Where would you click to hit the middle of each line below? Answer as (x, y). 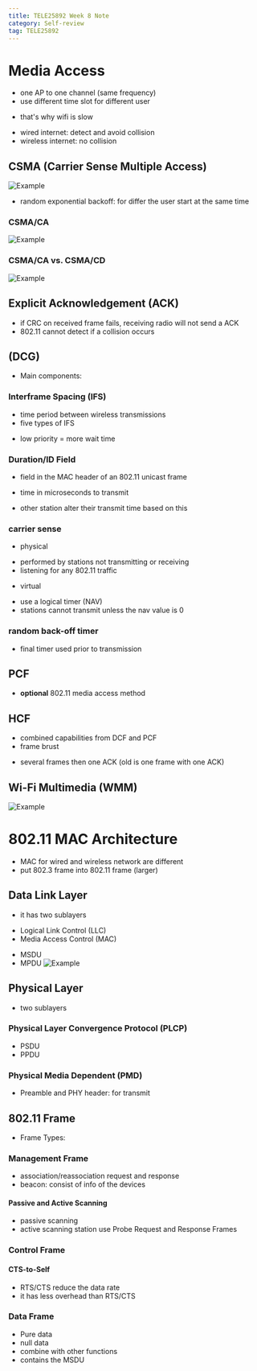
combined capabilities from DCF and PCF (88, 738)
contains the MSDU (52, 1360)
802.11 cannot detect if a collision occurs (87, 331)
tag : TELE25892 (34, 31)
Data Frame (31, 1316)
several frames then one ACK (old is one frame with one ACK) (122, 762)
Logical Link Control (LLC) (63, 930)
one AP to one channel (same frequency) (88, 93)
